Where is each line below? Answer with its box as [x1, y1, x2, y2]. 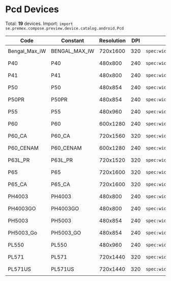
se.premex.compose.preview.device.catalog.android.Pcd [5, 25, 124, 31]
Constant [61, 37, 84, 44]
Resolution [99, 37, 126, 44]
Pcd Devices [5, 4, 60, 15]
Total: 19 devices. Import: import [5, 20, 73, 27]
